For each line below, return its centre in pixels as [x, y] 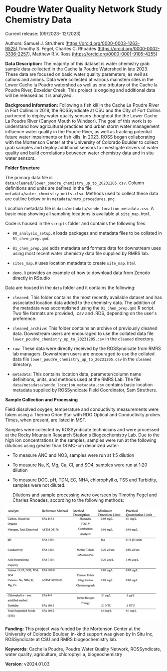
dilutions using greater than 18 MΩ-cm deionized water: [62, 445]
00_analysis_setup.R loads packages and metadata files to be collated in [87, 233]
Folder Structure [22, 168]
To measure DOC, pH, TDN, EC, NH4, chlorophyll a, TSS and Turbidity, [85, 480]
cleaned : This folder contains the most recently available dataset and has [87, 297]
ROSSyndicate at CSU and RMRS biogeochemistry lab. [61, 640]
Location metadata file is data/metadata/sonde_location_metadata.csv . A [80, 208]
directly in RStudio [31, 278]
